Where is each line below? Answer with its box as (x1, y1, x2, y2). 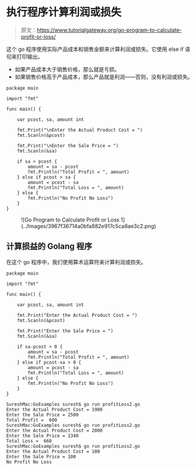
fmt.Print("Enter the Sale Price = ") (17, 328, 114, 334)
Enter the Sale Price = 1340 (6, 432, 79, 439)
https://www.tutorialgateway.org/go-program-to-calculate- (36, 26, 182, 34)
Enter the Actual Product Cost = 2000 (6, 427, 103, 433)
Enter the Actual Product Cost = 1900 (6, 407, 103, 413)
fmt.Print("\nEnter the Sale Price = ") (17, 142, 119, 148)
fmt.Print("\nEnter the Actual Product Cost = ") (17, 127, 143, 133)
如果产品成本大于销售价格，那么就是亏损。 (14, 65, 120, 72)
